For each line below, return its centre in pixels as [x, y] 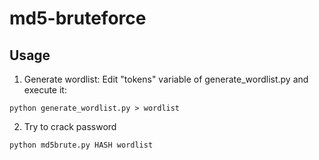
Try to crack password [70, 126]
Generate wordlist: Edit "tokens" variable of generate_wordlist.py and [166, 79]
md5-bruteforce [78, 18]
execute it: [45, 90]
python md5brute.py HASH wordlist [81, 145]
